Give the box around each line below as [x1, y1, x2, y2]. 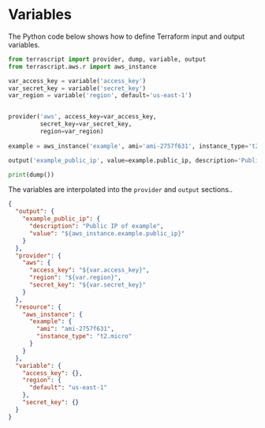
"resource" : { [15, 302, 62, 311]
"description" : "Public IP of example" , [28, 223, 164, 231]
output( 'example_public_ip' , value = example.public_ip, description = [8, 156, 238, 164]
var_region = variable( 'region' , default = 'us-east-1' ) [8, 92, 192, 99]
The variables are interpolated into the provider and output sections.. [8, 185, 233, 194]
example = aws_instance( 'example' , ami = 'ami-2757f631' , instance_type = [8, 142, 248, 150]
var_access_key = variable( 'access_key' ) [8, 77, 147, 84]
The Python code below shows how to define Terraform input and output [8, 32, 245, 41]
